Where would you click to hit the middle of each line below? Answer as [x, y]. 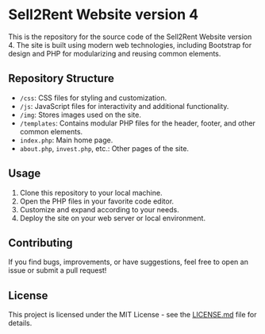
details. [20, 323]
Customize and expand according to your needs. [100, 209]
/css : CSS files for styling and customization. [93, 98]
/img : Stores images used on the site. [80, 115]
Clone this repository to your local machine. [91, 192]
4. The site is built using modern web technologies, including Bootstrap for [130, 45]
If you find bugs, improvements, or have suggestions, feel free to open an [128, 262]
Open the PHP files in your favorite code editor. [97, 201]
